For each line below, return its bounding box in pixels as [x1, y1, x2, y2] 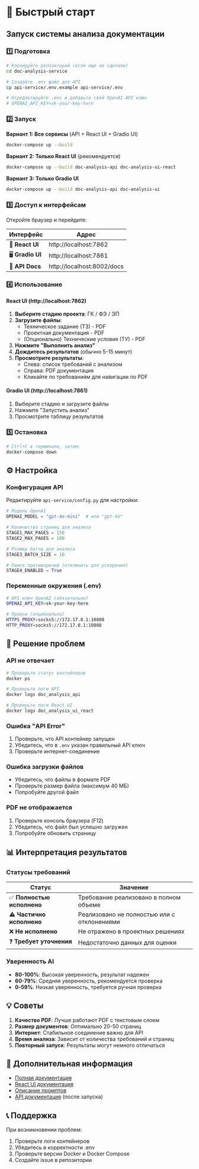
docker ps [6, 675, 31, 682]
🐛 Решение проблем [6, 639, 85, 649]
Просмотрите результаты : [14, 355, 84, 362]
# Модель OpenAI [6, 508, 46, 514]
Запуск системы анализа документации [6, 29, 165, 39]
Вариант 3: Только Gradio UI [6, 175, 79, 182]
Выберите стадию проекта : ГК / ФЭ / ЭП [14, 310, 120, 317]
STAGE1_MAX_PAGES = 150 [6, 530, 65, 536]
